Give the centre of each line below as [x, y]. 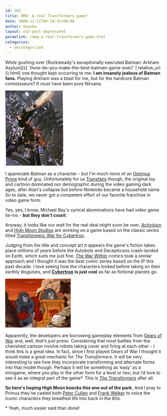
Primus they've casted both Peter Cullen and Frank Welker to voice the [78, 393]
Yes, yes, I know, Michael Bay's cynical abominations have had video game [82, 209]
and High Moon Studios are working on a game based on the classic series [82, 230]
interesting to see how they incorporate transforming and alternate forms [80, 362]
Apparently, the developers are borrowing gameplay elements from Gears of [83, 335]
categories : [17, 42]
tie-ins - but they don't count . [36, 215]
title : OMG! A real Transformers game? [47, 16]
